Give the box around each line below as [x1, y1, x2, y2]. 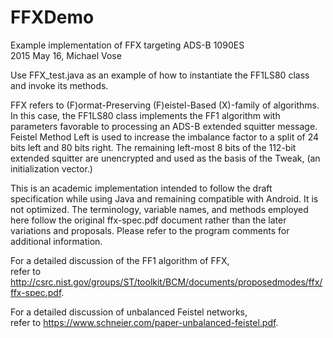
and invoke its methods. [10, 79, 109, 91]
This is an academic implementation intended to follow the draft [10, 182, 273, 194]
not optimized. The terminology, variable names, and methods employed [10, 203, 309, 215]
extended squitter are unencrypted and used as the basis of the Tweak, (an [10, 152, 321, 164]
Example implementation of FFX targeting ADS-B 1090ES [10, 39, 245, 51]
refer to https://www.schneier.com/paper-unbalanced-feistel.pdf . [10, 316, 279, 328]
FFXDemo [10, 6, 95, 29]
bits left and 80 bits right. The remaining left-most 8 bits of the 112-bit [10, 141, 297, 153]
